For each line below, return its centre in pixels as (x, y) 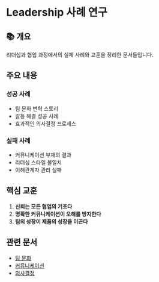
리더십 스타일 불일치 (38, 162)
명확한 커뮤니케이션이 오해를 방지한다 (58, 214)
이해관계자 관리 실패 (38, 170)
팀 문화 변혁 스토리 (37, 108)
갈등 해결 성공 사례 (37, 116)
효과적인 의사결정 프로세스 (46, 124)
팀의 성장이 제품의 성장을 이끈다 (51, 221)
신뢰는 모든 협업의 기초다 (43, 206)
